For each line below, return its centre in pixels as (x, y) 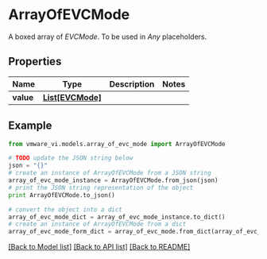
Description (132, 83)
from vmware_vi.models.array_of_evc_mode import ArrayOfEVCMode (117, 144)
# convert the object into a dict (66, 209)
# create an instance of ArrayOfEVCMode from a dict (97, 224)
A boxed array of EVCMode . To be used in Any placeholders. (108, 37)
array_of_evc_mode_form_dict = (60, 232)
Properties (35, 62)
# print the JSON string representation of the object (101, 187)
